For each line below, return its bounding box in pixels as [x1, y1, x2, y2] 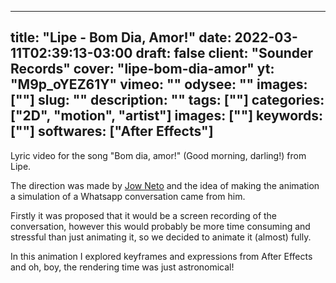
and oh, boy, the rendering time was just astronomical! [10, 261, 235, 273]
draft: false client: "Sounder [135, 45, 314, 62]
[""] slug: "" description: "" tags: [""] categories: [10, 92, 325, 109]
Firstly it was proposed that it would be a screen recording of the [10, 209, 278, 221]
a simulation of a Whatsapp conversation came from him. [10, 190, 246, 202]
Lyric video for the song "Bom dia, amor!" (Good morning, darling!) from [10, 149, 307, 161]
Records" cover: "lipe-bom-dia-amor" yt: [10, 61, 275, 78]
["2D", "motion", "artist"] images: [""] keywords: [10, 107, 324, 125]
